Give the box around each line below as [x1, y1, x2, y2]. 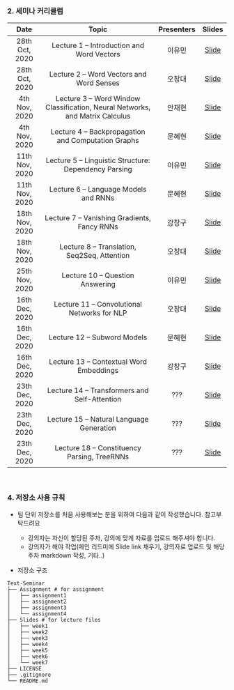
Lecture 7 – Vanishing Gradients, [45, 213, 152, 223]
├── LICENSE [7, 665, 42, 672]
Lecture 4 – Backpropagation [50, 127, 146, 137]
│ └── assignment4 [7, 610, 68, 618]
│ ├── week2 [7, 629, 49, 636]
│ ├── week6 [7, 653, 49, 660]
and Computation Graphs [56, 136, 139, 146]
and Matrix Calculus [65, 112, 131, 121]
